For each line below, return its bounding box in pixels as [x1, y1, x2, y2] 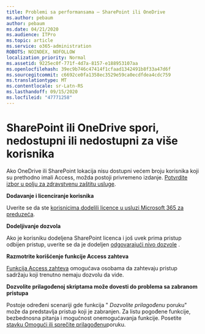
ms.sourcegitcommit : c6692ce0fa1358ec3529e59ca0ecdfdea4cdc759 [6, 72, 171, 78]
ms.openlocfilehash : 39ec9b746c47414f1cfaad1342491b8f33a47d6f [6, 66, 171, 72]
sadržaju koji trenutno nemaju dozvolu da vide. [6, 271, 124, 278]
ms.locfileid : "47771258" [6, 94, 72, 101]
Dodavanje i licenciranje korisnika [6, 192, 94, 199]
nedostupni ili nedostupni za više [6, 134, 179, 148]
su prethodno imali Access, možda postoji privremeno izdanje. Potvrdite [6, 173, 188, 181]
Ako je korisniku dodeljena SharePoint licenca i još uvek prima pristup [6, 234, 182, 241]
